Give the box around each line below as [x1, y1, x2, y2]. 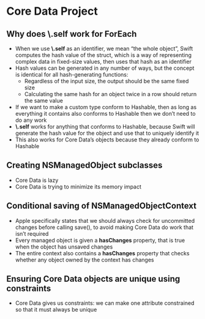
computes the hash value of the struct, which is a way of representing [15, 51, 192, 59]
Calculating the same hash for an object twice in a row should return [24, 91, 197, 97]
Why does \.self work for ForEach [6, 29, 137, 39]
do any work [15, 116, 47, 124]
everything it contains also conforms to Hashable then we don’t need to [15, 110, 196, 117]
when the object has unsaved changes [15, 243, 113, 250]
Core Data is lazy [15, 176, 59, 184]
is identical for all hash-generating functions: [15, 71, 129, 78]
